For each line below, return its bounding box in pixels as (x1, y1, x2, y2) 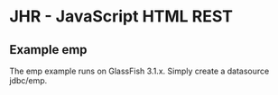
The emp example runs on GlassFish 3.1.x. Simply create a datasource (9, 65, 270, 76)
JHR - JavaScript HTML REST (9, 6, 233, 27)
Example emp (9, 42, 88, 57)
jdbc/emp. (9, 75, 48, 86)
